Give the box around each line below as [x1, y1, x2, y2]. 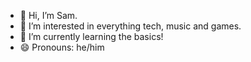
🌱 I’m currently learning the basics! [19, 31, 164, 42]
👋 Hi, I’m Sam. [19, 10, 78, 21]
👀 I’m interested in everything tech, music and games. [19, 20, 242, 32]
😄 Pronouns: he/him [19, 41, 105, 53]
